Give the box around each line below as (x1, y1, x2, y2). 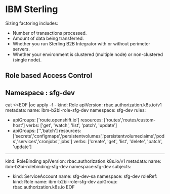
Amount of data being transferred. (12, 35, 84, 41)
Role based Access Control (5, 72, 93, 80)
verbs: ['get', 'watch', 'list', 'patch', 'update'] (26, 122, 117, 128)
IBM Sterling (5, 4, 58, 15)
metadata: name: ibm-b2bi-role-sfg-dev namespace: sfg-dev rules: (5, 107, 146, 113)
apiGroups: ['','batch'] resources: (12, 127, 81, 134)
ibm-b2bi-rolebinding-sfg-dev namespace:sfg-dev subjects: (5, 164, 132, 170)
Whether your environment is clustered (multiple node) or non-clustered (12, 51, 163, 57)
